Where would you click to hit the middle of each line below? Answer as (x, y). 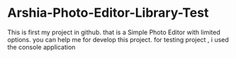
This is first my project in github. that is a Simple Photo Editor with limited (114, 32)
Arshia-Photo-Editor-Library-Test (108, 13)
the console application (41, 47)
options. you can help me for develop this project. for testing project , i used (118, 39)
